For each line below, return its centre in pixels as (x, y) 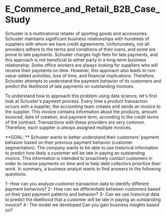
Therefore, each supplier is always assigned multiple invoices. (69, 127)
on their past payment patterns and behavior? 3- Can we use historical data (82, 194)
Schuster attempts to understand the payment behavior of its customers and (83, 81)
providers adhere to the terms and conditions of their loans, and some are (81, 49)
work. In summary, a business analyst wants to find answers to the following (83, 169)
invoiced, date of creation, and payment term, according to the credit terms (82, 117)
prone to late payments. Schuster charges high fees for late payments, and (82, 54)
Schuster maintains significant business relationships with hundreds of (77, 39)
